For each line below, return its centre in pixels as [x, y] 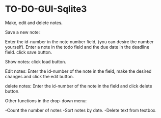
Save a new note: [23, 32]
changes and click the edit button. [40, 76]
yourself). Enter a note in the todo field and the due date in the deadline [77, 47]
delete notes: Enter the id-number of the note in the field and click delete [79, 86]
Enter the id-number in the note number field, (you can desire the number [79, 42]
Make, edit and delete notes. [34, 23]
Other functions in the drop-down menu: [46, 101]
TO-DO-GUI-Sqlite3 [46, 9]
